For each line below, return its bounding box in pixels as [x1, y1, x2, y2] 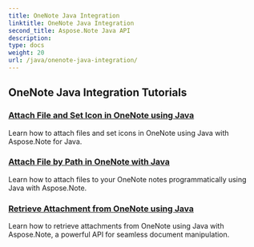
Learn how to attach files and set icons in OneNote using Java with [8, 128, 230, 137]
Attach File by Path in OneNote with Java [8, 157, 170, 168]
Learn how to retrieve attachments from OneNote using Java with [8, 221, 224, 231]
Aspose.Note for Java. [8, 137, 83, 146]
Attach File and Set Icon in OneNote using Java [8, 110, 195, 121]
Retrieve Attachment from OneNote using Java [8, 203, 194, 214]
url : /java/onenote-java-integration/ [8, 57, 138, 65]
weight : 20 [8, 49, 45, 57]
